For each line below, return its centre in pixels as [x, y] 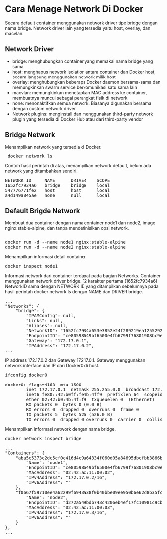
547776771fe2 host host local [58, 190]
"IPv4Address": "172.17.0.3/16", [67, 512]
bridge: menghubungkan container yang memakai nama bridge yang [83, 61]
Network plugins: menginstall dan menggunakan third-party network [83, 114]
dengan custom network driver [44, 108]
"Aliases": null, [47, 326]
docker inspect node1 [32, 266]
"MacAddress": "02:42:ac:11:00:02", [71, 473]
